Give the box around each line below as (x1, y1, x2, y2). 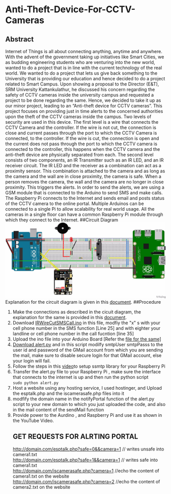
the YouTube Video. (12, 417, 54, 423)
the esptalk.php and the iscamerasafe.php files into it (12, 390, 125, 396)
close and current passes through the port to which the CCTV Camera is (5, 130, 157, 136)
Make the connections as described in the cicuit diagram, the (12, 308, 141, 315)
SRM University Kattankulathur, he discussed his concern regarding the (5, 86, 155, 93)
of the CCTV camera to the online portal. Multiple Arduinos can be (5, 200, 144, 207)
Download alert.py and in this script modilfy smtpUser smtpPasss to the (12, 341, 163, 347)
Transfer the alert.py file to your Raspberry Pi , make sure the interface (12, 368, 161, 374)
